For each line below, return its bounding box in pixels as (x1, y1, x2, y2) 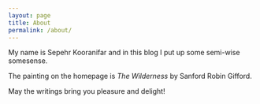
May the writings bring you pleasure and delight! (8, 87, 165, 96)
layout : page (8, 11, 51, 20)
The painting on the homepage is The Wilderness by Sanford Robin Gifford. (8, 72, 252, 81)
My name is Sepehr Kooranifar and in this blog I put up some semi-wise (8, 48, 240, 58)
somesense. (8, 56, 48, 65)
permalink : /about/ (8, 26, 72, 34)
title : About (8, 19, 51, 27)
